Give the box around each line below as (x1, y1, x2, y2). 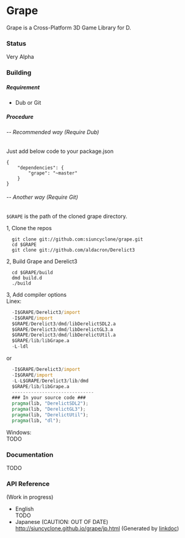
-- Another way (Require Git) (6, 193, 78, 201)
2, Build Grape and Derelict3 (6, 258, 78, 265)
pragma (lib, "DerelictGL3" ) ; (12, 406, 86, 413)
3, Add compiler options (6, 291, 67, 298)
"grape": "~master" (28, 170, 78, 176)
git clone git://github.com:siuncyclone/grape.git (12, 236, 143, 242)
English (15, 506, 34, 513)
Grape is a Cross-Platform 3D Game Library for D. (6, 24, 131, 31)
